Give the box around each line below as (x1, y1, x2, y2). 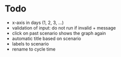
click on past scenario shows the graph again (12, 30, 106, 36)
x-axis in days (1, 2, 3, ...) (12, 19, 64, 25)
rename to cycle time (12, 46, 56, 52)
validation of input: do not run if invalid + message (12, 24, 116, 30)
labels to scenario (12, 40, 49, 46)
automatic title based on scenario (12, 35, 81, 41)
